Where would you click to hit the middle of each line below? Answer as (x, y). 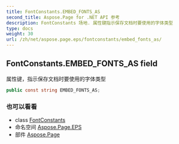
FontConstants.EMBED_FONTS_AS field (82, 64)
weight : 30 (20, 34)
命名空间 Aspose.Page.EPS (48, 127)
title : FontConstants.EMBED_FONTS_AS (53, 12)
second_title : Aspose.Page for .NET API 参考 (63, 17)
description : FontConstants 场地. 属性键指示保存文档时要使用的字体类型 (90, 23)
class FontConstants (40, 120)
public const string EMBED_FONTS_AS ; (53, 90)
